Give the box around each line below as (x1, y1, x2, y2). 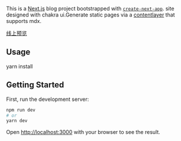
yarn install (6, 63, 33, 70)
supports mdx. (6, 18, 41, 24)
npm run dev (6, 107, 35, 113)
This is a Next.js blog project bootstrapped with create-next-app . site (6, 5, 174, 12)
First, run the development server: (6, 96, 89, 103)
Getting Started (6, 80, 64, 90)
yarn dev (6, 118, 28, 124)
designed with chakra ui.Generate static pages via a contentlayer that (6, 11, 176, 18)
